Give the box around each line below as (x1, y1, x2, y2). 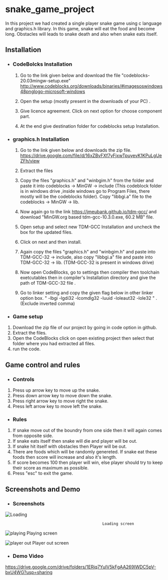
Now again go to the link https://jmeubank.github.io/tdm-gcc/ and (20, 208, 157, 215)
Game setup (12, 313, 43, 320)
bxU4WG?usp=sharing (5, 569, 53, 575)
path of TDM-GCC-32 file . (20, 280, 76, 286)
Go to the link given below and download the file (20, 72, 121, 78)
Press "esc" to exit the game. (12, 470, 73, 477)
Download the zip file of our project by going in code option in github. (12, 325, 157, 331)
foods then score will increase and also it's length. (12, 454, 117, 460)
